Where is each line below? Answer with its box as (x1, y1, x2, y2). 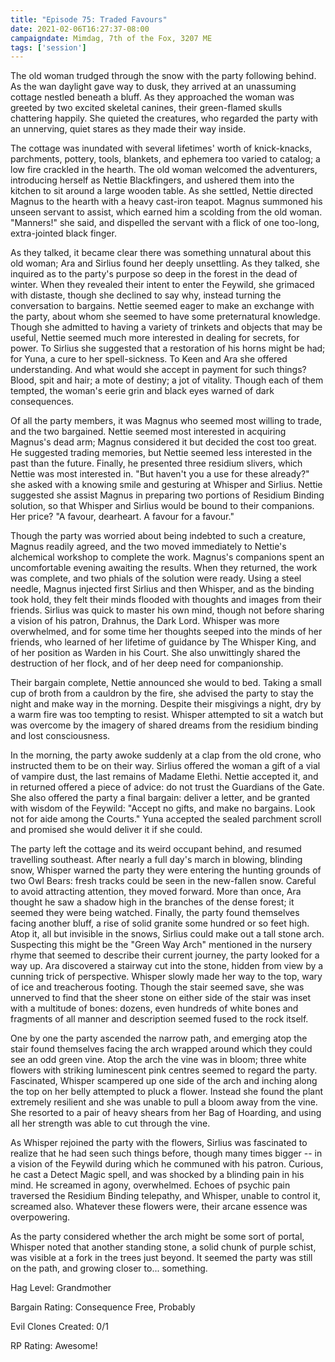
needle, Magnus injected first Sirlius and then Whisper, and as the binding (10, 583, 315, 595)
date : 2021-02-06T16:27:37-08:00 (10, 24, 150, 34)
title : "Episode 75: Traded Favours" (10, 14, 168, 25)
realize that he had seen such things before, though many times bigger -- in (10, 1147, 323, 1160)
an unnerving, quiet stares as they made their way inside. (10, 123, 247, 135)
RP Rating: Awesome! (10, 1340, 98, 1352)
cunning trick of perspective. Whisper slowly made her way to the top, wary (10, 971, 323, 983)
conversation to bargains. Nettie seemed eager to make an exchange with (10, 300, 315, 312)
